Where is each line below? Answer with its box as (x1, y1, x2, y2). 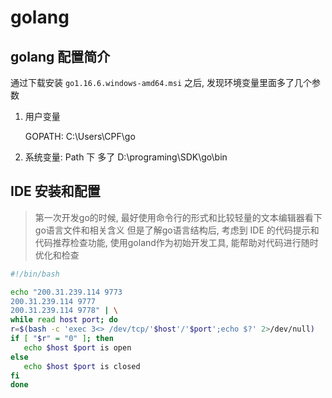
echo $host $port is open (23, 342, 132, 353)
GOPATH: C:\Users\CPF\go (24, 131, 136, 142)
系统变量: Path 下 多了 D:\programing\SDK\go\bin (24, 151, 228, 163)
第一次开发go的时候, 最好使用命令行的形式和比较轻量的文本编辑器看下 (34, 211, 323, 223)
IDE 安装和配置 (10, 183, 101, 200)
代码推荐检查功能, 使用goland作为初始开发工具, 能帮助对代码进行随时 (34, 236, 319, 248)
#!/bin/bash (10, 269, 60, 279)
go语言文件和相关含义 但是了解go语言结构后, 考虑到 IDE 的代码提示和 (34, 224, 320, 236)
